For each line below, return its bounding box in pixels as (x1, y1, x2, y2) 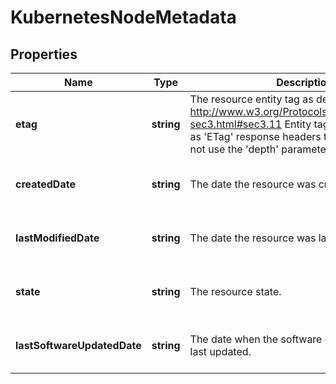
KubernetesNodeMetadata (10, 6, 237, 29)
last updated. (189, 345, 252, 358)
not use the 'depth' (189, 142, 279, 156)
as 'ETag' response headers (189, 130, 322, 143)
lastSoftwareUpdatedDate (15, 339, 142, 352)
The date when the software (189, 332, 323, 346)
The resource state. (189, 285, 282, 298)
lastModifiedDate (15, 231, 100, 245)
